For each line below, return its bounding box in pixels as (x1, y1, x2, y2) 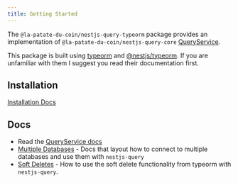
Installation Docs (7, 98, 57, 106)
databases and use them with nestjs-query (17, 152, 144, 161)
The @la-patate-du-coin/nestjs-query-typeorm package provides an (7, 30, 208, 38)
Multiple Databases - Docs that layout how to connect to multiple (17, 145, 208, 153)
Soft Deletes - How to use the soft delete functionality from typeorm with (17, 160, 232, 169)
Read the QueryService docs (17, 138, 103, 146)
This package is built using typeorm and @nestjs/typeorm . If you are (7, 51, 208, 60)
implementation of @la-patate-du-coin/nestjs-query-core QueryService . (7, 37, 221, 46)
